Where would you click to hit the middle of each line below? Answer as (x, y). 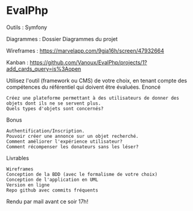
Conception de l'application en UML (52, 180)
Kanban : (17, 62)
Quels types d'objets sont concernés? (55, 109)
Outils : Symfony (27, 27)
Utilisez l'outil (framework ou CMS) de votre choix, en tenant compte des (97, 80)
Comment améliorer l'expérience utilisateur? (64, 141)
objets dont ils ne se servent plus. (54, 103)
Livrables (17, 158)
